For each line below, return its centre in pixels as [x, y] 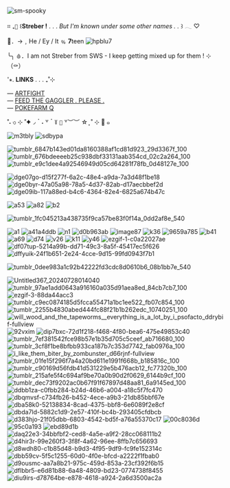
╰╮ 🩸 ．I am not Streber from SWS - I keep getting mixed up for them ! [106, 56]
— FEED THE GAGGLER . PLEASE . [56, 100]
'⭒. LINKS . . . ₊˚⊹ [31, 79]
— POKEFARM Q [31, 108]
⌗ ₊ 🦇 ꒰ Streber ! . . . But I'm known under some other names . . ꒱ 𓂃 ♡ [104, 26]
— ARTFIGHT [26, 93]
